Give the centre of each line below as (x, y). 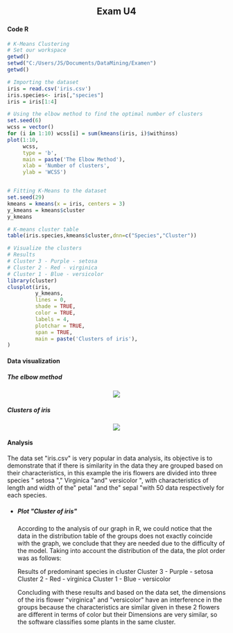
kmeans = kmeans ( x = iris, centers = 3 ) (67, 204)
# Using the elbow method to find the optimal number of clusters (105, 114)
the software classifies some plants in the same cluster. (96, 622)
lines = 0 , (51, 300)
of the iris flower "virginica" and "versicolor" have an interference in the (120, 600)
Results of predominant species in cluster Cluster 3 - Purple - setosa (115, 572)
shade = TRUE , (55, 306)
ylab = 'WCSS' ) (45, 172)
